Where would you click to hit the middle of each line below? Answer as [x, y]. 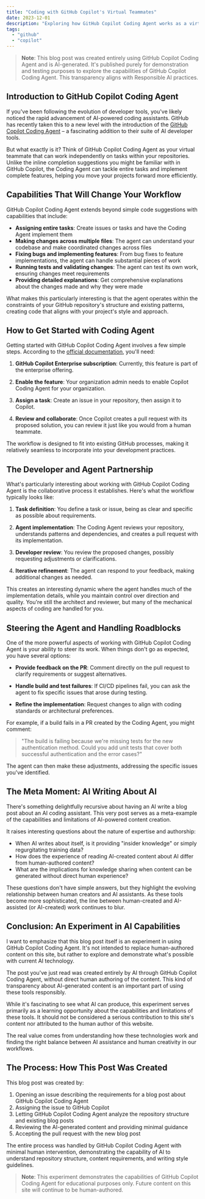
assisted [17, 907]
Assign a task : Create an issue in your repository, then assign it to [98, 400]
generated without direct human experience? [72, 876]
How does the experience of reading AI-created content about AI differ [104, 856]
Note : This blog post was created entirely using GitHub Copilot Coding [110, 58]
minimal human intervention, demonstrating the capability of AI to [88, 1152]
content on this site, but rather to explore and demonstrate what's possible [100, 954]
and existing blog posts [45, 1120]
